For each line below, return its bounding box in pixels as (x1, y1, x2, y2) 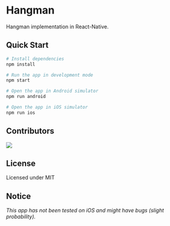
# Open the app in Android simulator (6, 88, 99, 94)
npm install (6, 61, 35, 67)
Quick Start (6, 40, 49, 50)
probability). (6, 213, 36, 220)
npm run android (6, 94, 46, 100)
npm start (6, 77, 31, 83)
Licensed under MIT (6, 174, 55, 181)
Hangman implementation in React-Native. (6, 23, 109, 30)
